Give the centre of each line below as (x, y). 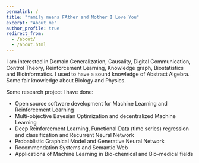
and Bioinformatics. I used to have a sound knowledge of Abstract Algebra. (98, 74)
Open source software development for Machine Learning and (91, 103)
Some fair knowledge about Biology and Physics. (66, 80)
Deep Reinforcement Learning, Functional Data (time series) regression (102, 129)
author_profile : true (33, 28)
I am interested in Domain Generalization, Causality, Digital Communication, (99, 61)
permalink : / (22, 12)
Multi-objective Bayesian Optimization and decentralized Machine (95, 116)
